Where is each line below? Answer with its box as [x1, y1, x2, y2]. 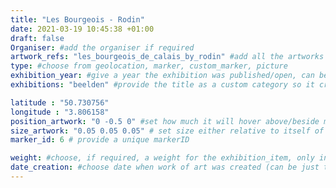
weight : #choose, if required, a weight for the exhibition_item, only [10, 153, 315, 163]
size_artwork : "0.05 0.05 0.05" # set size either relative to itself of [10, 126, 325, 136]
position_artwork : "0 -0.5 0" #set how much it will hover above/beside [10, 116, 320, 126]
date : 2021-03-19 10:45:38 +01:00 [10, 24, 155, 34]
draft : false [10, 33, 65, 43]
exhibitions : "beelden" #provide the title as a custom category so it [10, 80, 315, 90]
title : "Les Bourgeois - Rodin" [10, 14, 145, 25]
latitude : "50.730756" [10, 97, 110, 108]
